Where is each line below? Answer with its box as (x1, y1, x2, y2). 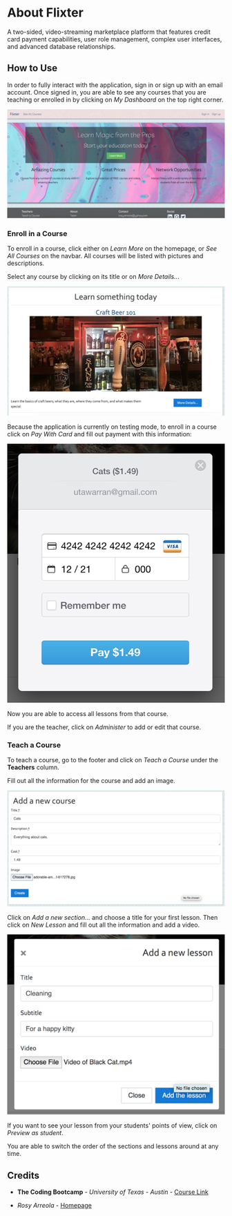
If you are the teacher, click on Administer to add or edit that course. (7, 723, 202, 731)
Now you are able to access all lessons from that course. (7, 709, 169, 717)
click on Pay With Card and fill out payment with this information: (7, 430, 192, 438)
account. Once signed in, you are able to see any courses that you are (7, 88, 206, 96)
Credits (7, 1169, 40, 1181)
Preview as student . (7, 1129, 64, 1137)
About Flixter (7, 5, 84, 21)
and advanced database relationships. (7, 42, 116, 50)
